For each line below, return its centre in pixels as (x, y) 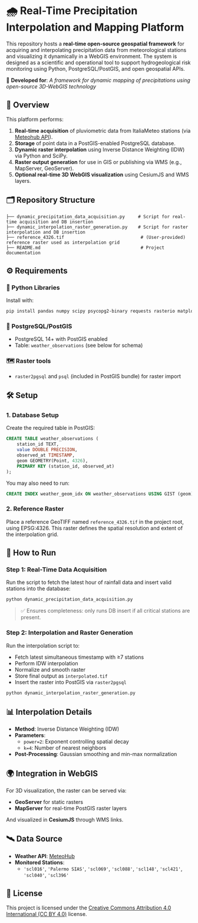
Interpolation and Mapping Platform (95, 27)
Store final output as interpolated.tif (61, 676)
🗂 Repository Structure (51, 200)
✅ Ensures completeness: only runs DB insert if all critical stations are (105, 611)
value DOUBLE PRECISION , (47, 450)
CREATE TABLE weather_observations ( (52, 439)
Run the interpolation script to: (43, 645)
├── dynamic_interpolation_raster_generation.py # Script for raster (97, 227)
